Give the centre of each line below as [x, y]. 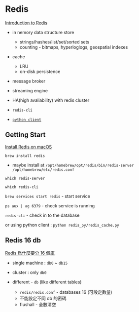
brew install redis [25, 156]
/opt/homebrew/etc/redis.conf [43, 170]
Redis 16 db [23, 240]
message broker [29, 81]
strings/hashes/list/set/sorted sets [54, 42]
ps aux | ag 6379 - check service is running [50, 205]
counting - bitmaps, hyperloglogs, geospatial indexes [74, 47]
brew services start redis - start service [48, 196]
